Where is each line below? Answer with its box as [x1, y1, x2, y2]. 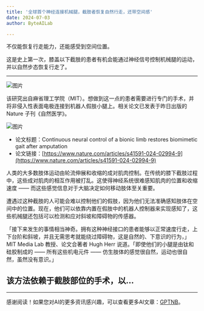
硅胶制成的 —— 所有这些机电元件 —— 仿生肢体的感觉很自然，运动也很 [6, 248, 183, 256]
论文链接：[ [15, 150, 44, 157]
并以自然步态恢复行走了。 [6, 63, 70, 70]
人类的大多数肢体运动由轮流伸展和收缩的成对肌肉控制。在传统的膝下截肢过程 [6, 169, 198, 177]
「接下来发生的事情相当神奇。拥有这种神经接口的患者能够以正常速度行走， [6, 225, 192, 233]
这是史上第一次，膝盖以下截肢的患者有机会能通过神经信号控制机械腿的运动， [6, 56, 198, 63]
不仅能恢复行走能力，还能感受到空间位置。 [6, 43, 113, 50]
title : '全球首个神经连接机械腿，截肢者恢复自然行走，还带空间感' [6, 9, 153, 15]
